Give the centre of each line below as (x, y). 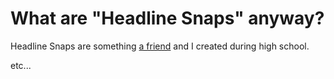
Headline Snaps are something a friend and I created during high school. (160, 46)
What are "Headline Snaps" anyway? (167, 18)
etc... (21, 65)
